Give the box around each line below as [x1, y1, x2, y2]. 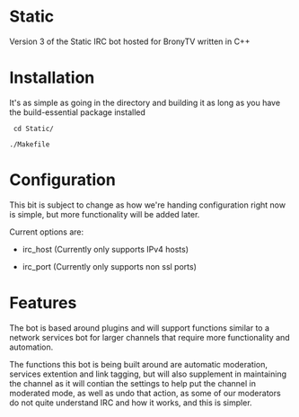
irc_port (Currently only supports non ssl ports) [22, 261, 198, 271]
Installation [9, 67, 95, 88]
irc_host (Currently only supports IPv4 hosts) [22, 244, 189, 254]
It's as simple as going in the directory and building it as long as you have [9, 97, 281, 108]
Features [9, 293, 77, 313]
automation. [9, 342, 54, 352]
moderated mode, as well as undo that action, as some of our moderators [9, 387, 281, 398]
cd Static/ [13, 124, 54, 133]
